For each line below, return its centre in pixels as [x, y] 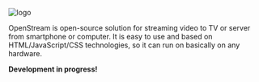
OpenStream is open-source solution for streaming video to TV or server [129, 28]
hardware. [25, 53]
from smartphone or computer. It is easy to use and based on [110, 37]
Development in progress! [53, 69]
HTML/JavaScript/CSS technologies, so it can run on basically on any [124, 45]
